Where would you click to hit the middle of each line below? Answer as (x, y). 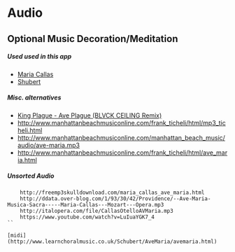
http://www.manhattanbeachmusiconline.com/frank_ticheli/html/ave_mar (122, 153)
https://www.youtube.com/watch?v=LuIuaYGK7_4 (87, 217)
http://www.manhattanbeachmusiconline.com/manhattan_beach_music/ (121, 137)
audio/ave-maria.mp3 (49, 145)
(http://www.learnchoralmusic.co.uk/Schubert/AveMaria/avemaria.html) (112, 242)
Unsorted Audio (31, 176)
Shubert (29, 81)
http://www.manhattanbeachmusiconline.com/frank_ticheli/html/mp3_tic (121, 122)
